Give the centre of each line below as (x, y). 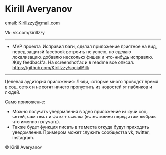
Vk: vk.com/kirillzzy (25, 32)
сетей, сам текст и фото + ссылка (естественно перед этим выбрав (84, 116)
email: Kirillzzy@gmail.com (33, 23)
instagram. (23, 137)
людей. (13, 92)
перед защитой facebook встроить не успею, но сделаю (72, 52)
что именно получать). (36, 121)
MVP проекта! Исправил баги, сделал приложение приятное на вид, (84, 46)
